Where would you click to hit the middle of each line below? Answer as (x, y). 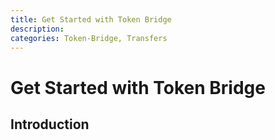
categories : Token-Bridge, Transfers (89, 38)
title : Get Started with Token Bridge (91, 19)
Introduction (50, 124)
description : (37, 29)
